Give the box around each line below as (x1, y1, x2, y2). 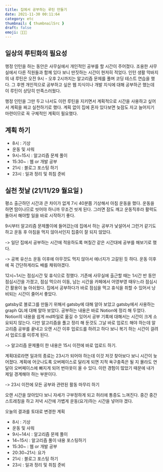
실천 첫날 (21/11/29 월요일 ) (5, 187, 83, 195)
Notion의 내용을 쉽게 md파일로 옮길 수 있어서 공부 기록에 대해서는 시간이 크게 (5, 314, 152, 320)
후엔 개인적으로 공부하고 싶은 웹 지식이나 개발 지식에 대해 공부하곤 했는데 (16, 81, 155, 87)
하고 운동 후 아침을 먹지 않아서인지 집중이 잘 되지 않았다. (5, 229, 112, 235)
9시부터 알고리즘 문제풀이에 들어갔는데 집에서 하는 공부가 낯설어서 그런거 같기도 (5, 223, 156, 229)
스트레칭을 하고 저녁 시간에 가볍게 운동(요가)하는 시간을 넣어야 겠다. (5, 398, 133, 404)
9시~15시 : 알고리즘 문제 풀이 (12, 152, 68, 158)
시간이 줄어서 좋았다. (18, 291, 58, 297)
